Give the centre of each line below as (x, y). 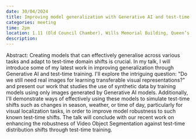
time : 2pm (18, 28)
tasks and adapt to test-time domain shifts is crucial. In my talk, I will (88, 61)
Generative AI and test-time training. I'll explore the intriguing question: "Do (97, 74)
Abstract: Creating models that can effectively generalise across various (93, 55)
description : (22, 39)
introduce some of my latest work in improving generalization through (90, 67)
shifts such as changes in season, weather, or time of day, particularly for (94, 105)
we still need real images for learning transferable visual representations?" (96, 80)
